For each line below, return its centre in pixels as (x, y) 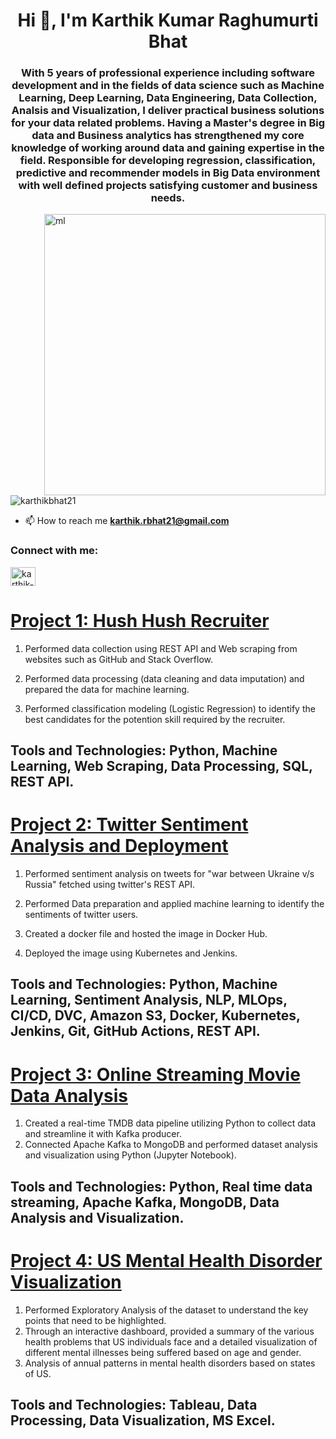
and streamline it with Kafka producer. (103, 1134)
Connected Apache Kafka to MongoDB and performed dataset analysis (171, 1145)
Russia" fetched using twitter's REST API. (110, 885)
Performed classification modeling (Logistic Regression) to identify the (170, 708)
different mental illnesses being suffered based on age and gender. (163, 1352)
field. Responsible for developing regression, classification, (168, 161)
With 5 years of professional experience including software (168, 73)
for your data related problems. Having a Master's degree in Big (168, 123)
